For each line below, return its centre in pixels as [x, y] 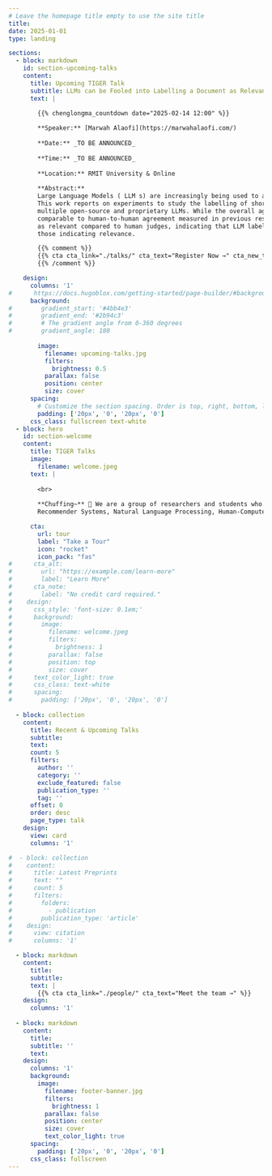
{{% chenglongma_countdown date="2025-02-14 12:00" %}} [134, 113]
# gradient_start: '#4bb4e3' [70, 308]
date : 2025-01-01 [38, 31]
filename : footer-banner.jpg [93, 1091]
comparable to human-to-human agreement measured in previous [144, 219]
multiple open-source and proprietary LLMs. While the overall [146, 211]
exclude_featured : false [79, 783]
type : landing [32, 39]
